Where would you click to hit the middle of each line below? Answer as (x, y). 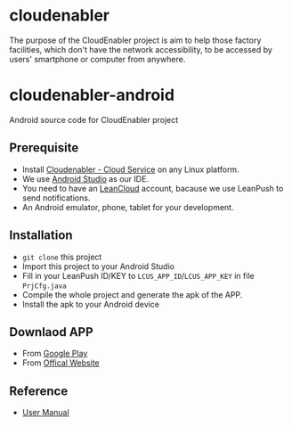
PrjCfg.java (44, 286)
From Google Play (55, 354)
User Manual (45, 413)
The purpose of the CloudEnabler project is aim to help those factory (135, 40)
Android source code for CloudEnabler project (94, 119)
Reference (39, 391)
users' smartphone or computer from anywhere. (97, 59)
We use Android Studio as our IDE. (85, 178)
